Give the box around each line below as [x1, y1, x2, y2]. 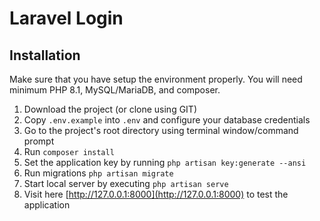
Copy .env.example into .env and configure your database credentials [23, 114, 311, 126]
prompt [23, 135, 55, 147]
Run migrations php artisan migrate [23, 167, 174, 179]
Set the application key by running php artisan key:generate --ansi [23, 157, 307, 168]
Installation [9, 47, 81, 64]
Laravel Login [9, 7, 124, 30]
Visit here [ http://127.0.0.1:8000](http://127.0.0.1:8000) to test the [23, 188, 289, 200]
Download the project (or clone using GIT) [23, 103, 198, 115]
